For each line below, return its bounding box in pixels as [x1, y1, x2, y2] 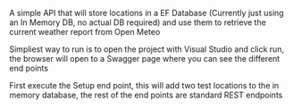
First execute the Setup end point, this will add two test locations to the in [9, 80, 280, 90]
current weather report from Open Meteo [9, 27, 161, 37]
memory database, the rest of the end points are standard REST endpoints [9, 89, 283, 100]
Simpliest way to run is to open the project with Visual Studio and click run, [9, 44, 284, 54]
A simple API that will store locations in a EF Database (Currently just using [9, 8, 284, 18]
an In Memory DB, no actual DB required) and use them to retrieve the [9, 17, 266, 28]
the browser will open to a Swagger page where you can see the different [9, 54, 280, 63]
